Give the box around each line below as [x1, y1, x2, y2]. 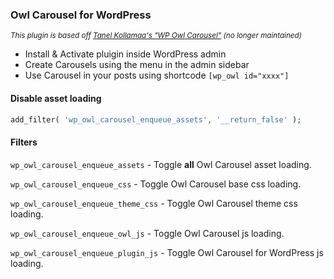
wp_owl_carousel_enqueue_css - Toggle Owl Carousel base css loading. [10, 178, 302, 190]
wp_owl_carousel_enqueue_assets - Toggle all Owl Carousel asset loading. [10, 158, 312, 170]
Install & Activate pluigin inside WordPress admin [24, 48, 227, 60]
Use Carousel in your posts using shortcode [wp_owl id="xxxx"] [24, 69, 290, 82]
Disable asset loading [10, 92, 102, 104]
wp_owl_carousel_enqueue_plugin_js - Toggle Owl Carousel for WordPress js [10, 246, 324, 258]
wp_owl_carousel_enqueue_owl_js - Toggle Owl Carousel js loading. [10, 227, 285, 239]
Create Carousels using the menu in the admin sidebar [24, 59, 250, 71]
